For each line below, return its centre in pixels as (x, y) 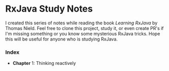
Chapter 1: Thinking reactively (44, 63)
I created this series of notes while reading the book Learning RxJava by (81, 23)
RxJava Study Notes (49, 9)
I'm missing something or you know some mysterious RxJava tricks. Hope (83, 33)
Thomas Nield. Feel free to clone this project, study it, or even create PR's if (84, 28)
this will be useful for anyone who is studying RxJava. (62, 39)
